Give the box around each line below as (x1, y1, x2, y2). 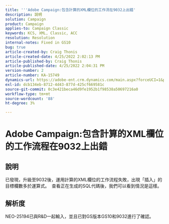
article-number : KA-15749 (5, 73, 59, 78)
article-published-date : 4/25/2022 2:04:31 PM (5, 63, 105, 68)
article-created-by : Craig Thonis (5, 49, 78, 54)
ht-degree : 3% (5, 101, 35, 106)
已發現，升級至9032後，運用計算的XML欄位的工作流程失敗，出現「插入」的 (5, 177, 162, 183)
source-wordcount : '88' (5, 96, 55, 101)
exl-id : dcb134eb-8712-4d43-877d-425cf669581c (5, 82, 105, 87)
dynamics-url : (5, 77, 35, 82)
